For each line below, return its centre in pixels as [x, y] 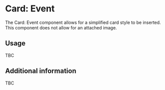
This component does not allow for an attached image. [61, 27]
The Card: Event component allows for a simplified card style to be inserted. [83, 22]
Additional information [41, 71]
